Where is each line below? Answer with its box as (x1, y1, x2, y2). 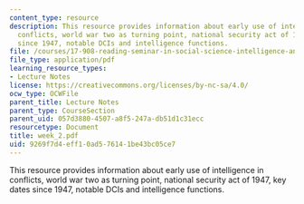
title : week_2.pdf (9, 131, 79, 141)
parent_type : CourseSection (9, 106, 116, 115)
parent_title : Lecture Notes (9, 97, 119, 107)
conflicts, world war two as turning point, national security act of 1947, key (9, 174, 287, 185)
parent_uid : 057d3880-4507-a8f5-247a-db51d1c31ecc (9, 114, 204, 123)
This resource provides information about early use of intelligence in (9, 164, 264, 175)
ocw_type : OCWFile (9, 89, 79, 98)
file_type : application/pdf (9, 55, 116, 64)
